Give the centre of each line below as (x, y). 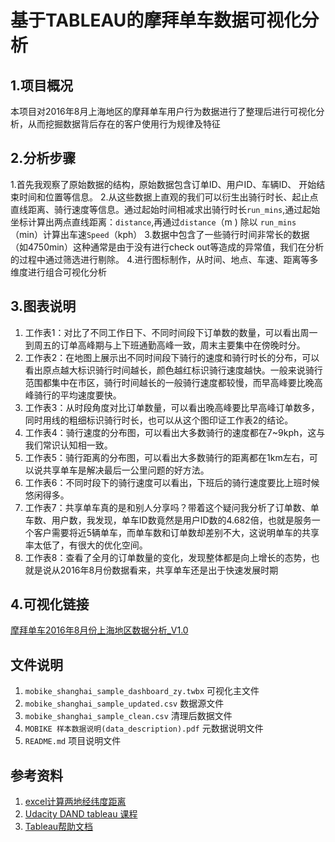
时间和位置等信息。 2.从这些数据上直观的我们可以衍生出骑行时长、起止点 (168, 197)
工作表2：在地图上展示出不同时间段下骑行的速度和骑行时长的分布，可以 (172, 357)
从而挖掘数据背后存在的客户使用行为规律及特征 (124, 124)
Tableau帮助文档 (59, 827)
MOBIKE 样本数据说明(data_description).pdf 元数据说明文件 (144, 728)
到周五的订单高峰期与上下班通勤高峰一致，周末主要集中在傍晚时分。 (165, 345)
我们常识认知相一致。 (68, 445)
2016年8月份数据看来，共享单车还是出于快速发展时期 (169, 570)
